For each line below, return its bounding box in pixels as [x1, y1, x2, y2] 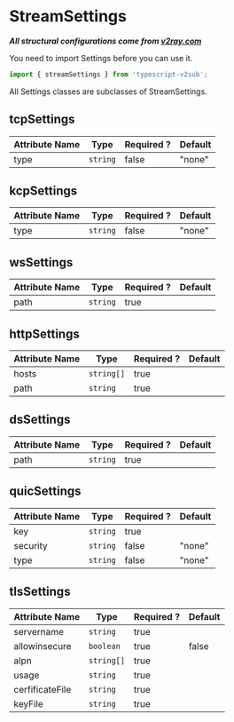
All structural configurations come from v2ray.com [9, 36, 202, 46]
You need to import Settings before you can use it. [9, 52, 193, 63]
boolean [88, 641, 121, 651]
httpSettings [9, 326, 80, 341]
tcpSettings [9, 112, 75, 127]
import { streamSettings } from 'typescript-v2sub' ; [9, 69, 208, 79]
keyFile [13, 697, 44, 710]
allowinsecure [13, 639, 72, 652]
